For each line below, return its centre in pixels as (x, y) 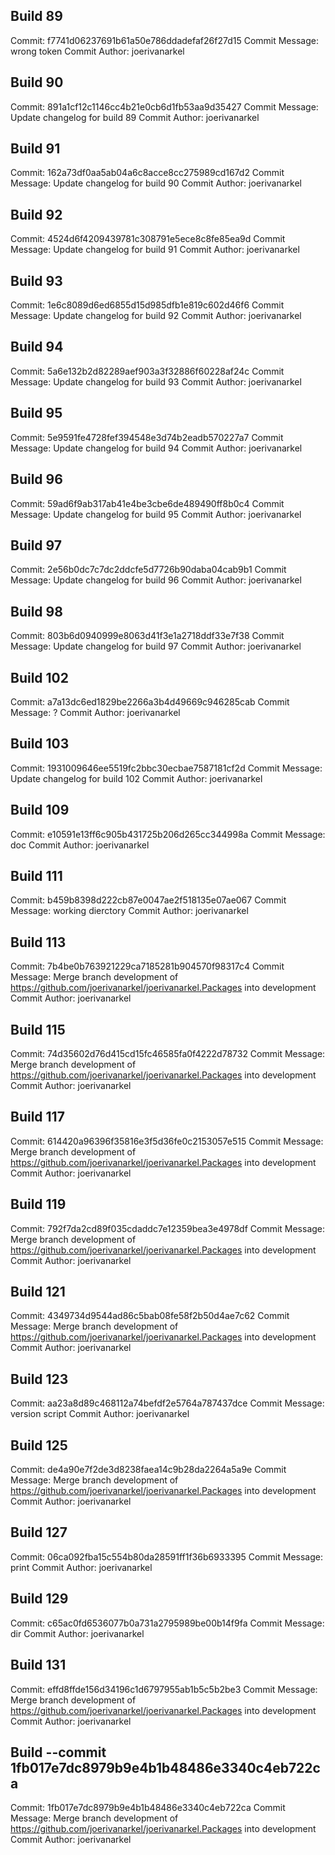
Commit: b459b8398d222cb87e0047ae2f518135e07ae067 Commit (148, 900)
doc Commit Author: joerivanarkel (80, 845)
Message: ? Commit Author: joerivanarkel (95, 712)
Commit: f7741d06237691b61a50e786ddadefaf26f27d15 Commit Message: (164, 40)
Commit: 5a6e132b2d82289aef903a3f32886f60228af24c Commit (147, 371)
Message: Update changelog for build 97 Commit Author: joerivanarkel (156, 646)
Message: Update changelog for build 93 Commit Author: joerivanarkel (156, 381)
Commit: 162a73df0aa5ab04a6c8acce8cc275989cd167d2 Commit (147, 173)
